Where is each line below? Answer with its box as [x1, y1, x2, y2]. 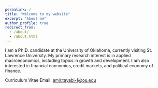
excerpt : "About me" [5, 16, 47, 21]
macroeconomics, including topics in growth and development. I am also [5, 58, 149, 63]
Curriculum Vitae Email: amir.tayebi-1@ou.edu [5, 77, 97, 83]
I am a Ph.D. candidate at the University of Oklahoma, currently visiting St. [5, 47, 152, 53]
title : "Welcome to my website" [5, 12, 70, 16]
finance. [5, 68, 22, 73]
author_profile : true [5, 20, 49, 26]
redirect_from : [5, 25, 36, 30]
